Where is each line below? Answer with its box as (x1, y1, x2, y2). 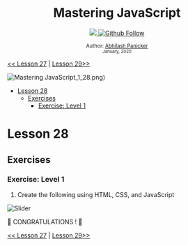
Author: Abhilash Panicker (86, 42, 148, 50)
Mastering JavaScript (53, 5, 181, 21)
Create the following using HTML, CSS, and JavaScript (17, 190, 175, 198)
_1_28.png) (75, 73, 106, 81)
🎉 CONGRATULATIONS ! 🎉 (7, 217, 83, 226)
